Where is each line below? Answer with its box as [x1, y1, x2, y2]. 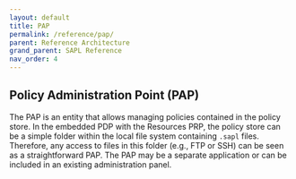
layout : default [9, 13, 70, 22]
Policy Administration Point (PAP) [9, 88, 200, 103]
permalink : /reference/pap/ [9, 30, 115, 38]
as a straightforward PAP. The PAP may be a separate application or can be [9, 149, 287, 160]
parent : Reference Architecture [9, 38, 130, 47]
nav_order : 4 [9, 55, 58, 64]
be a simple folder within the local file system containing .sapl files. [9, 131, 260, 141]
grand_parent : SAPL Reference [9, 47, 123, 55]
